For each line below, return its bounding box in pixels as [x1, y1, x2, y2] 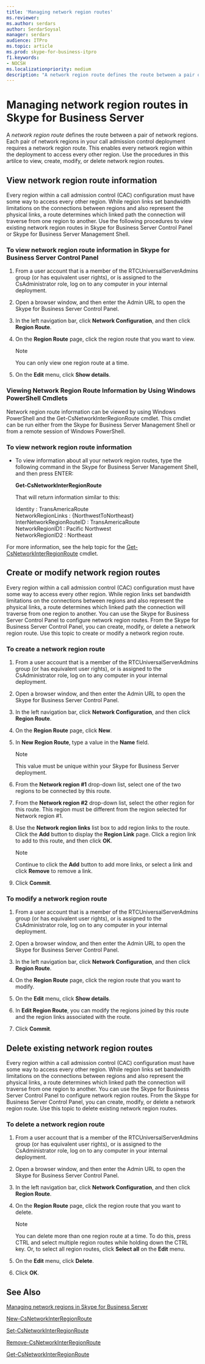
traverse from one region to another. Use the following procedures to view [6, 218, 193, 224]
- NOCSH [6, 60, 26, 66]
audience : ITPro [6, 37, 48, 44]
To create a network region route [6, 645, 106, 653]
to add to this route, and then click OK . [15, 837, 113, 844]
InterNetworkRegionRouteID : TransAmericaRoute [15, 518, 140, 526]
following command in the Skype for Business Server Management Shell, [15, 463, 199, 471]
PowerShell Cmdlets [6, 394, 68, 403]
